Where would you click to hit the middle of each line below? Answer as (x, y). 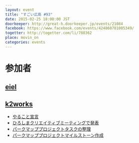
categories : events (25, 42)
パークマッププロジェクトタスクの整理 (51, 129)
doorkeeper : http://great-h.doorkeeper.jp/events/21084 (64, 24)
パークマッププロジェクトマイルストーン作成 (58, 136)
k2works (19, 104)
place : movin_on (22, 38)
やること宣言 (25, 117)
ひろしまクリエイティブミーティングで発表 (56, 123)
